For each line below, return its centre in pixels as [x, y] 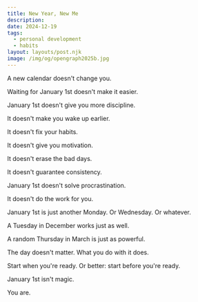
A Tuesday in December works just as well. [68, 225]
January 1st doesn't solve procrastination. [67, 185]
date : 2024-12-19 [32, 26]
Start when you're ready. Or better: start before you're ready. [94, 265]
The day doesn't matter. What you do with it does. [78, 252]
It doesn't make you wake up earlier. [59, 118]
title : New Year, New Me [43, 13]
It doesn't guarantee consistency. [55, 172]
